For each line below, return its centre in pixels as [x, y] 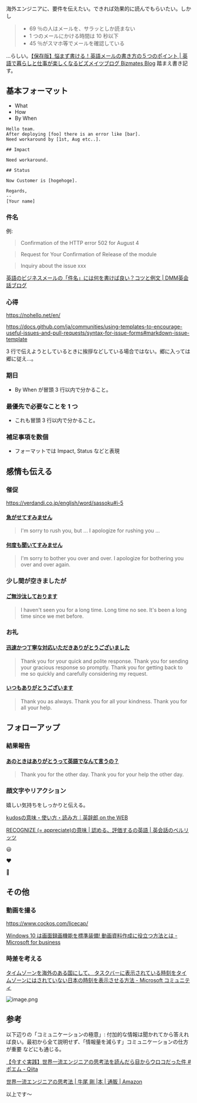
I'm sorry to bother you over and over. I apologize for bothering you [102, 558]
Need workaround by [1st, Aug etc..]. [54, 139]
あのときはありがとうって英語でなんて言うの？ [63, 761]
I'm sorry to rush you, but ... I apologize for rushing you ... [90, 531]
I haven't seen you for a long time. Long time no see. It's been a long [103, 610]
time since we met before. [52, 616]
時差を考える [24, 959]
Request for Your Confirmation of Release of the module [89, 254]
